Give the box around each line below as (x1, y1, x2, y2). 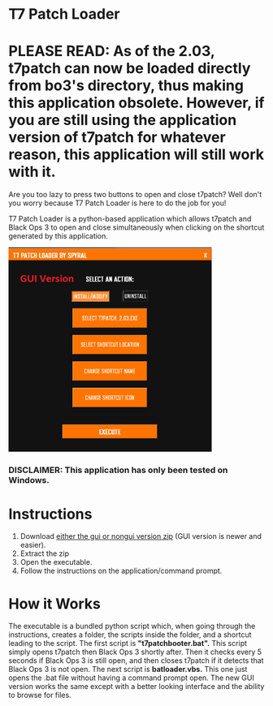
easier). (19, 540, 46, 550)
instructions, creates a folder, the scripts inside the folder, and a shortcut (8, 630, 252, 639)
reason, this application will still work (8, 145, 265, 164)
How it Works (8, 594, 102, 613)
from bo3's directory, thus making (8, 76, 244, 95)
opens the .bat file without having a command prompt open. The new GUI (8, 673, 254, 682)
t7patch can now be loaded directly (8, 59, 251, 78)
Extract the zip (19, 549, 70, 558)
